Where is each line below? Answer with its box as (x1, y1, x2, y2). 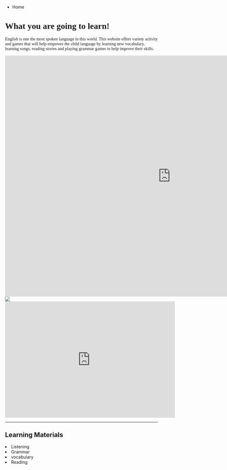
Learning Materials (5, 431, 64, 439)
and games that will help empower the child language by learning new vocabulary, (5, 41, 145, 47)
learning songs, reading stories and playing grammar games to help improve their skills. (5, 46, 154, 51)
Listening (11, 443, 30, 450)
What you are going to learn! (5, 21, 110, 31)
